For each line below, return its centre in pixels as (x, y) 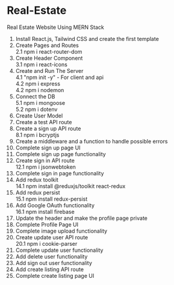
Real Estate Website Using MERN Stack (56, 27)
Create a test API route (44, 122)
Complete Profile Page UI (47, 224)
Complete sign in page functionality (60, 173)
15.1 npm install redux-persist (51, 199)
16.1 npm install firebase (45, 211)
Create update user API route (52, 237)
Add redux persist (38, 192)
